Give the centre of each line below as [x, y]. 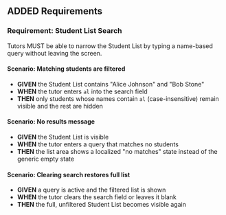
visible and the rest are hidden [60, 106]
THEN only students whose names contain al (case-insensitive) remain [118, 98]
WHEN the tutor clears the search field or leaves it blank [97, 197]
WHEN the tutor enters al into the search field [82, 91]
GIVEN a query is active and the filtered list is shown [91, 190]
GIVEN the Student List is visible [63, 137]
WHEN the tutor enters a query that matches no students [98, 144]
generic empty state [45, 159]
